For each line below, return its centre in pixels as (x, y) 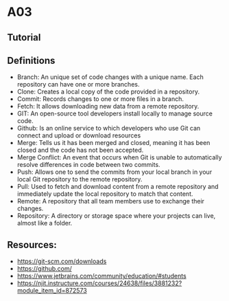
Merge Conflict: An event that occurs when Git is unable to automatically (119, 157)
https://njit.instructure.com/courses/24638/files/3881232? (99, 283)
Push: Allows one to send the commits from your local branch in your (114, 172)
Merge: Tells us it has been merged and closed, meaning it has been (113, 143)
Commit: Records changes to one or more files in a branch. (100, 99)
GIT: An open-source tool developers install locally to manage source (114, 113)
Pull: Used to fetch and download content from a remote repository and (118, 187)
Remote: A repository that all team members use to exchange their (110, 201)
